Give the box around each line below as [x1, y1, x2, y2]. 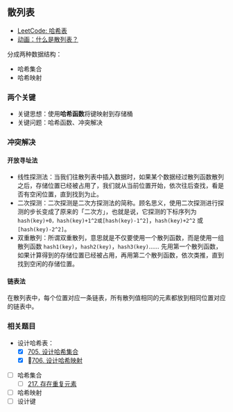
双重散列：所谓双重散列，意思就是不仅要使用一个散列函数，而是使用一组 [17, 234, 224, 242]
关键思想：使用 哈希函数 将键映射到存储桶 [17, 110, 133, 118]
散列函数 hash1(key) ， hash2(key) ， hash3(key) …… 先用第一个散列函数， [17, 242, 222, 251]
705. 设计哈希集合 [27, 347, 79, 356]
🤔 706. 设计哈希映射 [27, 356, 83, 364]
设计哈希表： [17, 338, 54, 347]
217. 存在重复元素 [27, 379, 77, 388]
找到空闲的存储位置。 [17, 260, 78, 268]
